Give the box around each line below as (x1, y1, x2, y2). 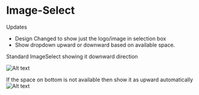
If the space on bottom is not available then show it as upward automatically (6, 76, 193, 83)
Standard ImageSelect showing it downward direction (6, 53, 139, 60)
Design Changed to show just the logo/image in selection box (14, 35, 166, 42)
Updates (6, 23, 27, 30)
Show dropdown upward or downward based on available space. (14, 41, 175, 48)
